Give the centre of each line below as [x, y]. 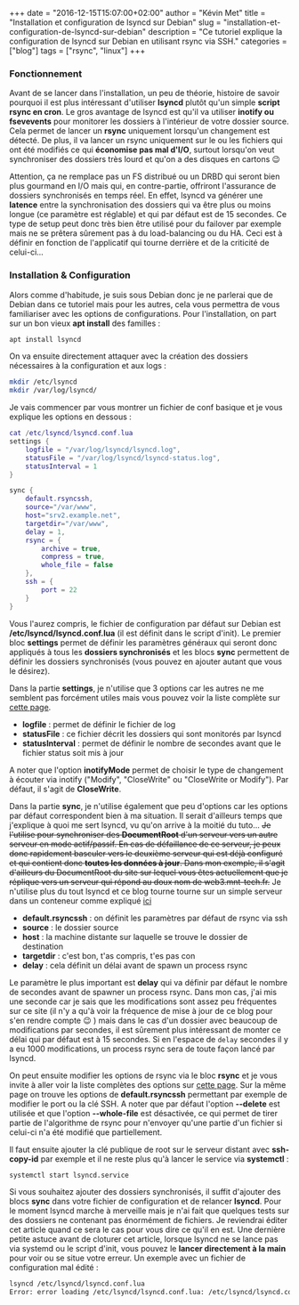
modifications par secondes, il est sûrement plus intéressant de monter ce [145, 1029]
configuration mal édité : [54, 1268]
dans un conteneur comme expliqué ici [81, 900]
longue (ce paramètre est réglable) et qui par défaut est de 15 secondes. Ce [148, 215]
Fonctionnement [46, 73]
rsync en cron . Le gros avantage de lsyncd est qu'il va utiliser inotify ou [141, 112]
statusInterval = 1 [61, 466]
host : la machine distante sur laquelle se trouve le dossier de [135, 936]
